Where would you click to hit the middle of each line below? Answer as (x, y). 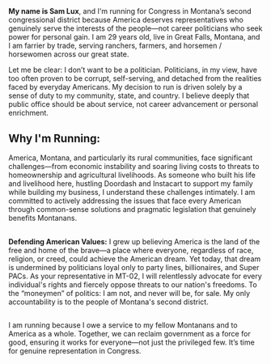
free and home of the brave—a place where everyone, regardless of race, (131, 250)
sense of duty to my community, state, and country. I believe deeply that (129, 95)
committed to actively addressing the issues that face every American (125, 201)
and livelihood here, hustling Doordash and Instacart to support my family (131, 184)
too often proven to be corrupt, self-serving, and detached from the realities (135, 78)
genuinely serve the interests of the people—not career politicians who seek (135, 28)
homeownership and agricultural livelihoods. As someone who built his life (132, 175)
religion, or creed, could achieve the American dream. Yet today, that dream (135, 259)
